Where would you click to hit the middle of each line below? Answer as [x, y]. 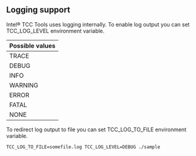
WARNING [24, 85]
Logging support [38, 10]
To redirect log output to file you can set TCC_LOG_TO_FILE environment [96, 129]
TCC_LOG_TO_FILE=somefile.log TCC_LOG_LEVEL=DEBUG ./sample [84, 147]
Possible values [33, 46]
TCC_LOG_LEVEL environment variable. [55, 31]
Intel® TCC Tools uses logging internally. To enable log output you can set [98, 24]
